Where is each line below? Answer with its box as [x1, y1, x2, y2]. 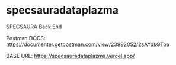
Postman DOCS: [6, 34, 46, 41]
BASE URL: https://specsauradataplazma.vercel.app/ [6, 52, 135, 59]
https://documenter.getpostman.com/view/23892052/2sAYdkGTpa [6, 41, 170, 48]
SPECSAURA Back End [6, 23, 62, 30]
